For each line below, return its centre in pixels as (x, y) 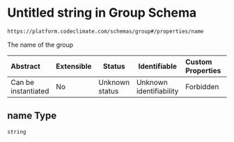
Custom (199, 62)
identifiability (157, 90)
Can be (23, 82)
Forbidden (202, 86)
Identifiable (158, 66)
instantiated (30, 90)
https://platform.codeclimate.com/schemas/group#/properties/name (106, 31)
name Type (32, 116)
